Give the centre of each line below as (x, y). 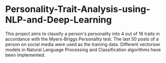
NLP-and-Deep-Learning (59, 20)
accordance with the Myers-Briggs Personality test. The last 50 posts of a (82, 39)
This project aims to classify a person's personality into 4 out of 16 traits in (82, 33)
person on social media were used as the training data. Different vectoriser (83, 44)
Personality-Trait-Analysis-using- (78, 9)
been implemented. (25, 55)
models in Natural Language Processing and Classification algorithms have (83, 49)
